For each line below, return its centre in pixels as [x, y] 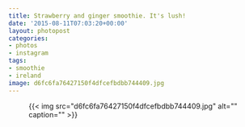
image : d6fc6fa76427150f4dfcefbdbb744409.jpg [86, 83]
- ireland [25, 76]
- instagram [28, 53]
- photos [23, 46]
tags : [17, 61]
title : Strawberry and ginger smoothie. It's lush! [97, 16]
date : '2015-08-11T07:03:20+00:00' [68, 23]
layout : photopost [39, 31]
